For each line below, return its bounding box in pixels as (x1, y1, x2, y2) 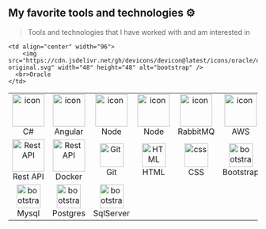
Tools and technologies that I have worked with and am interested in (27, 27, 251, 36)
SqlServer (93, 208, 131, 219)
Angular (54, 126, 84, 137)
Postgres (52, 208, 85, 219)
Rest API (13, 170, 44, 181)
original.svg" (8, 63, 55, 71)
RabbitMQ (177, 126, 215, 137)
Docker (55, 170, 83, 181)
